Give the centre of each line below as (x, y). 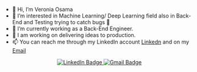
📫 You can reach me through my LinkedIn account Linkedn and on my (101, 42)
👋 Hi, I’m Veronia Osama (42, 9)
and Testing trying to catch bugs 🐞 (67, 22)
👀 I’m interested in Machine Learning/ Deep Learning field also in (93, 16)
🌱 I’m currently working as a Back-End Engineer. (73, 28)
